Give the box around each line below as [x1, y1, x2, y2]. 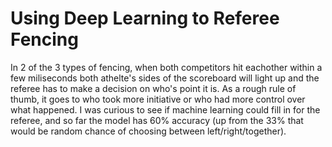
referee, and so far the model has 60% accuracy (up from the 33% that [10, 114, 304, 126]
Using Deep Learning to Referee [10, 7, 280, 30]
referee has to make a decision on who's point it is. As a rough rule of [10, 82, 297, 94]
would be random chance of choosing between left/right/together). [10, 125, 287, 137]
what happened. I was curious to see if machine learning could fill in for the [10, 103, 321, 116]
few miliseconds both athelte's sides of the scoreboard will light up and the [10, 72, 320, 84]
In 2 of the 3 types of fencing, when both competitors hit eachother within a [10, 61, 323, 73]
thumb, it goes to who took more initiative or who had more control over [10, 93, 306, 105]
